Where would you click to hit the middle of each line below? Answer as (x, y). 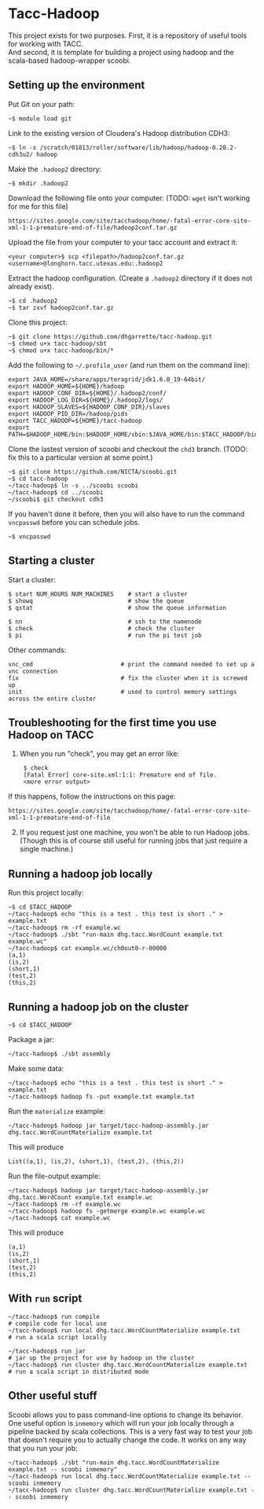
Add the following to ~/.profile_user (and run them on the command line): (129, 365)
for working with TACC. (46, 43)
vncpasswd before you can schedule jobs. (74, 522)
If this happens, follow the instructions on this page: (92, 797)
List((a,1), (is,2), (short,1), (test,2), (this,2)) (96, 1162)
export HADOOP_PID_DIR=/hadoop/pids (68, 413)
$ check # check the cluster (101, 628)
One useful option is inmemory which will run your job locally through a (121, 1423)
